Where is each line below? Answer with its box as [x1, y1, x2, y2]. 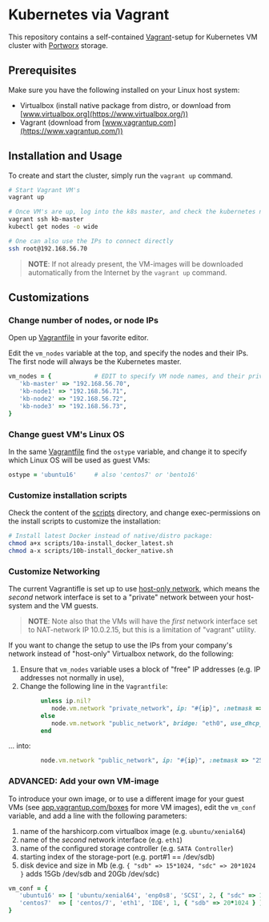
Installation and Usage [8, 150, 122, 163]
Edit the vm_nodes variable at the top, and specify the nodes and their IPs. [8, 348, 249, 358]
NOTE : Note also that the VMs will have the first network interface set [27, 616, 258, 626]
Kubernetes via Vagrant [8, 6, 170, 24]
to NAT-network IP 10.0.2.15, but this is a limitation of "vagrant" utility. [27, 625, 256, 635]
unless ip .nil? [40, 697, 91, 705]
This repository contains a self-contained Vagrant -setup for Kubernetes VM [8, 32, 258, 42]
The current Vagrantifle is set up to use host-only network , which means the [8, 584, 260, 594]
